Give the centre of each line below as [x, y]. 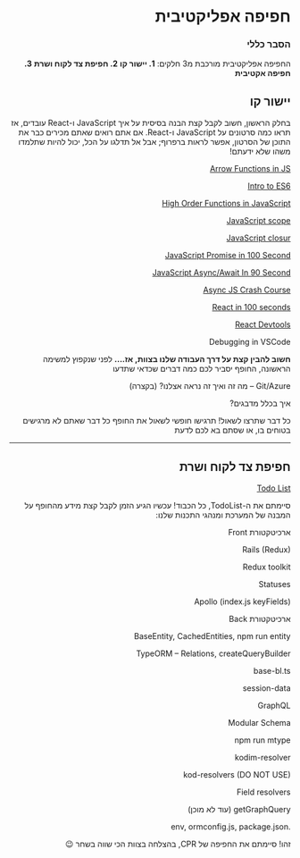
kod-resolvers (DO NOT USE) [237, 775]
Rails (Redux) [267, 550]
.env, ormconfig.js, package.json [231, 827]
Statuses [275, 585]
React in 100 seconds [251, 307]
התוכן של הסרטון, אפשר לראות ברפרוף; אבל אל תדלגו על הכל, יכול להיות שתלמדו [154, 142]
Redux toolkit [267, 567]
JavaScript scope [258, 221]
